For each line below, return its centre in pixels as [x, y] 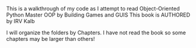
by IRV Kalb [20, 21]
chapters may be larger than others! [51, 39]
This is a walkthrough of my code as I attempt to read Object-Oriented [93, 9]
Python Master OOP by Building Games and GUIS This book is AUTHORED [98, 15]
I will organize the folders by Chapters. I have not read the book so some [96, 33]
